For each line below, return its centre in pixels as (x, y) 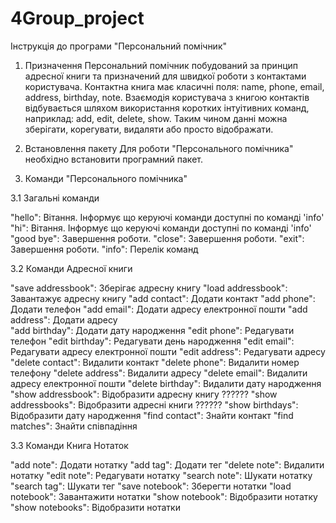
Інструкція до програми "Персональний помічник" (119, 46)
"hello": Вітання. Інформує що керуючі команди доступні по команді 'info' (167, 217)
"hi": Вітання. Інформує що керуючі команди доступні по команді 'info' (161, 228)
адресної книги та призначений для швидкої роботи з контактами (165, 76)
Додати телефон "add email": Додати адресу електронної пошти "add (159, 309)
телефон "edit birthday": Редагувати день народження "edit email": (152, 341)
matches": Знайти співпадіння (74, 426)
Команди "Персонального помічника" (106, 178)
